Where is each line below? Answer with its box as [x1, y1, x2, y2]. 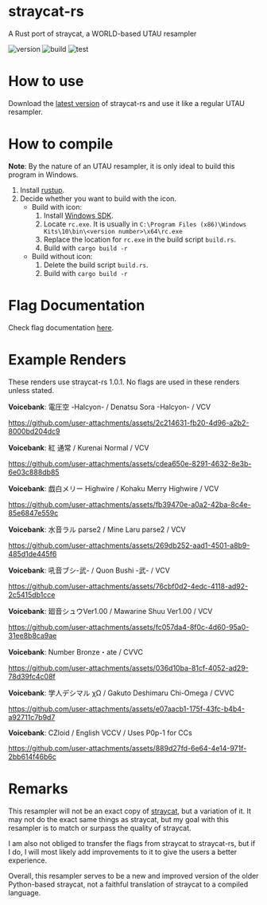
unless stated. [8, 385, 54, 395]
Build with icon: [31, 202, 83, 211]
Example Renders [8, 350, 127, 368]
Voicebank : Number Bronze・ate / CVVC [8, 647, 143, 656]
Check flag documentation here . [8, 322, 114, 332]
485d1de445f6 [8, 549, 57, 558]
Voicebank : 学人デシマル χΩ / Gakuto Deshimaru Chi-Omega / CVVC [8, 688, 234, 698]
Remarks [8, 780, 69, 797]
